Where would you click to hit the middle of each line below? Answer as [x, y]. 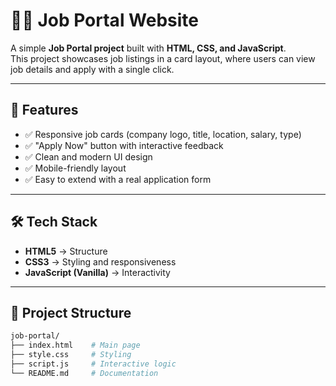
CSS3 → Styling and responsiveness [100, 261]
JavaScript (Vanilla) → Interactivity [97, 272]
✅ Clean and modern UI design [88, 156]
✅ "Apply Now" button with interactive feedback [124, 145]
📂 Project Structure [71, 312]
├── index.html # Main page [75, 345]
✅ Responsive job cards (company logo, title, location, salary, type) [163, 134]
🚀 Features [44, 110]
